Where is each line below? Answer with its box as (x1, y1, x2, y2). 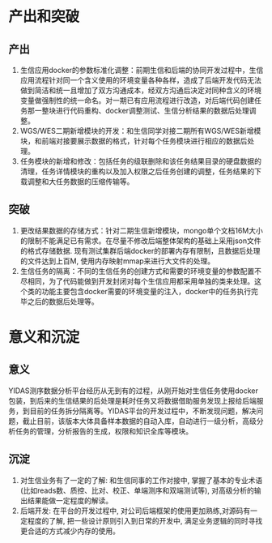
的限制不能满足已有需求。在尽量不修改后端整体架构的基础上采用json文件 (19, 236, 261, 246)
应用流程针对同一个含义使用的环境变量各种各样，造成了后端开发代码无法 (19, 75, 261, 85)
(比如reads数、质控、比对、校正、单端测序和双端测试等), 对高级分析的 (19, 485, 255, 495)
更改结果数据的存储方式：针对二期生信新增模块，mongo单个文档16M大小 (19, 225, 263, 235)
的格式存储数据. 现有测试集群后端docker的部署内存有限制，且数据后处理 (19, 246, 261, 255)
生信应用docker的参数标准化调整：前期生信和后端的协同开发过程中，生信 (19, 66, 264, 75)
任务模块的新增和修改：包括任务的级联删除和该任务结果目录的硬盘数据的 (19, 156, 261, 166)
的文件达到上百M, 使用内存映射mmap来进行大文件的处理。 (19, 256, 215, 266)
